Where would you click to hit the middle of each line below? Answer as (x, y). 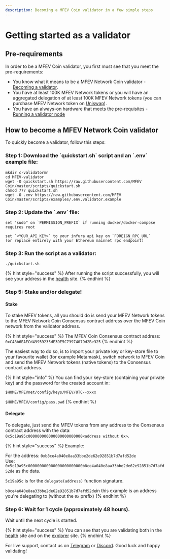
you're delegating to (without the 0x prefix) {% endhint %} (66, 496)
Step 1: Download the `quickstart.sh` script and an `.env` (76, 156)
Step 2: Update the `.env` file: (42, 212)
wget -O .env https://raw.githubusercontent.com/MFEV (63, 195)
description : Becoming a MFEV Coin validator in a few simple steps (79, 10)
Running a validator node (39, 114)
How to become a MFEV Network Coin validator (82, 130)
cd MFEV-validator (25, 177)
